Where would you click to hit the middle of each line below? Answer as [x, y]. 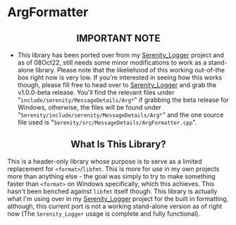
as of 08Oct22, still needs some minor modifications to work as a [112, 63]
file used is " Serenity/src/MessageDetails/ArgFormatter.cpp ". [107, 122]
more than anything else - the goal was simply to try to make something [112, 176]
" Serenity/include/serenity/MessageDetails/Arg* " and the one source [120, 115]
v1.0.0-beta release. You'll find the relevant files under [96, 92]
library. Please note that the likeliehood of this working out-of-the [130, 70]
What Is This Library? [118, 144]
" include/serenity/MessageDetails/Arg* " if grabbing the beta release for [123, 100]
